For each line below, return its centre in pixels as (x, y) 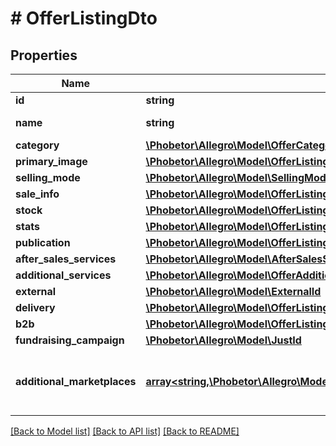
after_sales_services (66, 259)
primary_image (51, 161)
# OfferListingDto (84, 18)
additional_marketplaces (76, 381)
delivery (35, 307)
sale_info (37, 194)
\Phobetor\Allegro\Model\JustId (223, 340)
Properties (44, 55)
